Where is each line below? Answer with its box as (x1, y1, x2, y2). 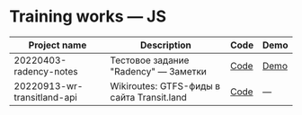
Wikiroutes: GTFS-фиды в (110, 79, 221, 92)
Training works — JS (9, 6, 167, 27)
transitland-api (13, 91, 78, 103)
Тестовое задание (110, 54, 190, 66)
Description (140, 39, 191, 51)
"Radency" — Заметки (110, 65, 207, 77)
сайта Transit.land (110, 91, 187, 103)
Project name (28, 39, 87, 51)
